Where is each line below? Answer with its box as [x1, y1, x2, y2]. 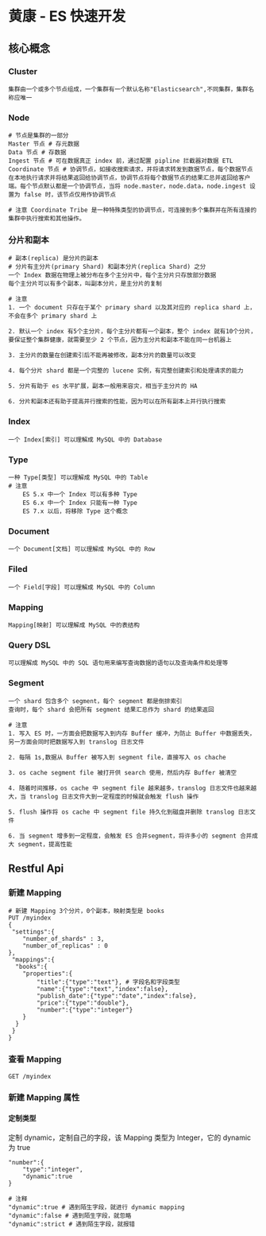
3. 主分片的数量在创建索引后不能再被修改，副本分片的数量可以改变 [8, 352, 197, 360]
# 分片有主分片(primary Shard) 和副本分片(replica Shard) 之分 [8, 263, 206, 271]
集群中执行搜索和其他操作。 [8, 215, 86, 223]
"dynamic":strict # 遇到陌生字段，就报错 [8, 1220, 135, 1228]
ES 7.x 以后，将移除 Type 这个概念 [22, 507, 129, 515]
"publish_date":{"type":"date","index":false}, [37, 992, 197, 1001]
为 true [8, 1142, 31, 1152]
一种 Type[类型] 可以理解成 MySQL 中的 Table [8, 474, 148, 482]
